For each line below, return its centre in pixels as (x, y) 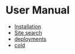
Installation (28, 26)
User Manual (37, 10)
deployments (30, 39)
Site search (28, 32)
